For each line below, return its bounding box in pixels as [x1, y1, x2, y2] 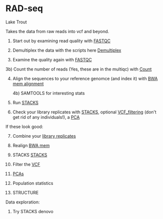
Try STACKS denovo [12, 208, 54, 214]
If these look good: [5, 124, 43, 129]
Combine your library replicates [12, 133, 76, 139]
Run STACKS [12, 99, 38, 105]
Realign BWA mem [12, 142, 50, 148]
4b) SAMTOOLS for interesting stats [12, 90, 85, 96]
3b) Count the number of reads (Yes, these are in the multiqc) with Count [5, 66, 152, 72]
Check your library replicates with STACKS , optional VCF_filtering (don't [12, 109, 157, 115]
